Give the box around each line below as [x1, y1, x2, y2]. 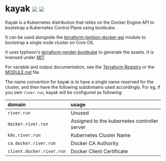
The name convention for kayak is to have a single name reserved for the [5, 79, 154, 85]
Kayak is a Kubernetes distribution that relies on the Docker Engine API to [5, 19, 155, 25]
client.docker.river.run [7, 148, 66, 154]
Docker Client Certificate [71, 148, 128, 155]
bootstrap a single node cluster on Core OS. [5, 39, 95, 45]
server [71, 123, 86, 130]
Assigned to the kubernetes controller [71, 117, 159, 124]
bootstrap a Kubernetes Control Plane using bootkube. [5, 24, 116, 30]
